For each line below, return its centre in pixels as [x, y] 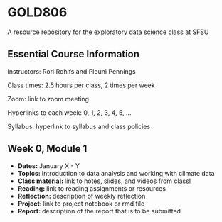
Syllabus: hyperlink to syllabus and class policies [79, 126]
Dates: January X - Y [49, 166]
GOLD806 [37, 12]
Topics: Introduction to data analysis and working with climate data [116, 173]
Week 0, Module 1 [47, 149]
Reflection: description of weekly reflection [81, 196]
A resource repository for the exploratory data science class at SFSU [108, 32]
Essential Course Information [74, 54]
